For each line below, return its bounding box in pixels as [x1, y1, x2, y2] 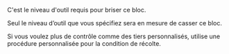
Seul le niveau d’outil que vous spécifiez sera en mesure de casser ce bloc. [7, 19, 222, 27]
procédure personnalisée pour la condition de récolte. [7, 40, 162, 47]
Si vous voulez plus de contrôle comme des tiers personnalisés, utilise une [7, 32, 221, 40]
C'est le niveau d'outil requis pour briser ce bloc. [7, 6, 146, 14]
